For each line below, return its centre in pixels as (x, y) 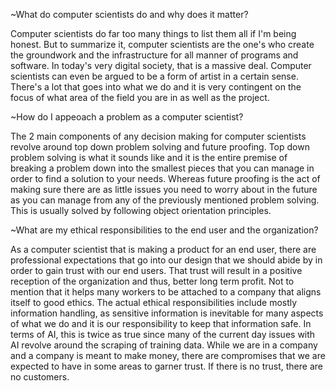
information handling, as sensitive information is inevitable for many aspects (167, 313)
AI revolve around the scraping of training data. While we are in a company (164, 345)
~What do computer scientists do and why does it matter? (129, 14)
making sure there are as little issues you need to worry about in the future (164, 189)
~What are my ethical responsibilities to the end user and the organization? (164, 230)
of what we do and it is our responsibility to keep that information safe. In (161, 323)
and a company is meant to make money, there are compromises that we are (168, 355)
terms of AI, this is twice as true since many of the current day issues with (163, 334)
